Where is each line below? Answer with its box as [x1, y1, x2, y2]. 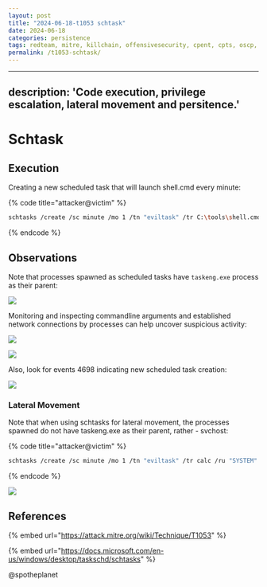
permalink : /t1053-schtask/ [8, 49, 102, 57]
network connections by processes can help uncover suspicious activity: [8, 319, 247, 329]
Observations [8, 251, 78, 264]
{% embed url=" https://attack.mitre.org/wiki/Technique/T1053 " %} [8, 530, 226, 540]
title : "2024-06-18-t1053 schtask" [8, 19, 126, 27]
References [8, 509, 67, 522]
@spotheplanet [8, 570, 58, 580]
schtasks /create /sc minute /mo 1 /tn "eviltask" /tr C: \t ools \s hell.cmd [8, 213, 261, 221]
